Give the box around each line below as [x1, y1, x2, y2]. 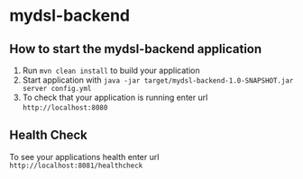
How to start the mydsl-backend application [9, 41, 262, 57]
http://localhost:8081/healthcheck [9, 161, 143, 170]
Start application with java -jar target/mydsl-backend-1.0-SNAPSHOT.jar [22, 75, 294, 85]
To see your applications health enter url [9, 151, 160, 162]
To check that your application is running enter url [22, 92, 208, 103]
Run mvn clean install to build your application [22, 65, 200, 76]
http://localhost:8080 [22, 103, 108, 112]
